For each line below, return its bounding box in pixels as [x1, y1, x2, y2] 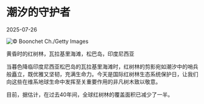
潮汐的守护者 [6, 5, 71, 19]
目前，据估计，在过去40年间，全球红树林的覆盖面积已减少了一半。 [6, 91, 174, 98]
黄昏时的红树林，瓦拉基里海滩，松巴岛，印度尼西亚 [6, 50, 135, 57]
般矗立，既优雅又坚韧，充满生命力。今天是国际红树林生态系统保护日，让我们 [6, 70, 199, 77]
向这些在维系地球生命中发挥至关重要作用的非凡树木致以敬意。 [6, 78, 161, 85]
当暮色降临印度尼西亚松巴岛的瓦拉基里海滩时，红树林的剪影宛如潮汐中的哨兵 [6, 63, 199, 70]
